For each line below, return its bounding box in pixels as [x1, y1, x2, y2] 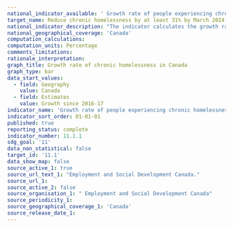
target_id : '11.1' [7, 152, 60, 159]
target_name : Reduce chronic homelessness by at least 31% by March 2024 [7, 17, 225, 24]
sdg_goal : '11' [7, 139, 51, 146]
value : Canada [19, 87, 60, 94]
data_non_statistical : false [7, 145, 92, 152]
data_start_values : [7, 74, 64, 82]
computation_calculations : [7, 36, 85, 43]
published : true [7, 119, 54, 127]
